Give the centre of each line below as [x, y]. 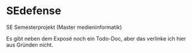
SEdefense [34, 11]
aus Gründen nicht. [30, 45]
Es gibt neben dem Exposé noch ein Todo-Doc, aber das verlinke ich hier [96, 38]
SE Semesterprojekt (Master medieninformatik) [64, 27]
